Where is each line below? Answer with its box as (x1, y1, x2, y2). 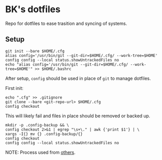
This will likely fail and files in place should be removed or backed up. (5, 113, 151, 119)
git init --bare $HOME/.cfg (5, 48, 65, 54)
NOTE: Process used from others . (5, 149, 76, 155)
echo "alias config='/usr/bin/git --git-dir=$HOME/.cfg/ (5, 62, 128, 67)
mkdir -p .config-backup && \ (5, 122, 70, 127)
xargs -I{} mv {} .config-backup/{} (5, 131, 83, 137)
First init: (5, 85, 24, 91)
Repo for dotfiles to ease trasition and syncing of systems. (5, 20, 127, 26)
